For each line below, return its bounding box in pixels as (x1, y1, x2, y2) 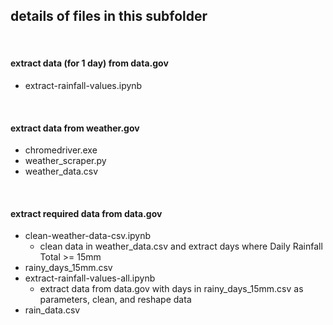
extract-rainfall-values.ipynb (24, 80, 143, 92)
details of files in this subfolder (10, 8, 208, 25)
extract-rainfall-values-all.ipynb (24, 272, 156, 284)
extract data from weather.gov (10, 122, 140, 134)
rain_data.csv (24, 304, 81, 316)
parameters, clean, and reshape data (39, 294, 192, 306)
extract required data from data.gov (10, 207, 163, 219)
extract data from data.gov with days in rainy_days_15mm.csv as (39, 283, 304, 295)
